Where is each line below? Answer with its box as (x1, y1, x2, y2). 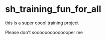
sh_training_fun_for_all (5, 3, 102, 15)
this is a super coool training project (5, 20, 79, 26)
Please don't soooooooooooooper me (5, 29, 83, 35)
